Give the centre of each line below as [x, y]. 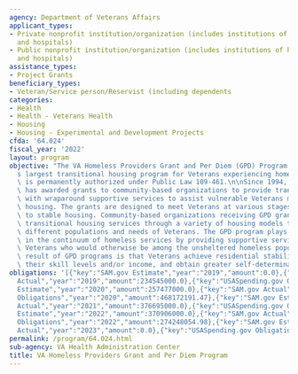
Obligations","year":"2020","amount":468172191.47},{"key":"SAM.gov [146, 298]
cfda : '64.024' [37, 141]
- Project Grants [41, 75]
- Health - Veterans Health [61, 116]
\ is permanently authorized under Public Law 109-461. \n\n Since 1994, [153, 183]
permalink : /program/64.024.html [71, 339]
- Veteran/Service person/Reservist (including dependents [121, 91]
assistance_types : [43, 67]
